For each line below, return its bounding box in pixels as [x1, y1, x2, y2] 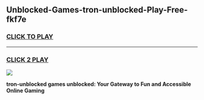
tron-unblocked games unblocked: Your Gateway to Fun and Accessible [6, 80, 191, 87]
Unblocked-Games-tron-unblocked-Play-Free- [6, 5, 188, 15]
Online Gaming [6, 87, 45, 94]
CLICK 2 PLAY [6, 55, 49, 64]
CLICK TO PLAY [6, 33, 53, 41]
